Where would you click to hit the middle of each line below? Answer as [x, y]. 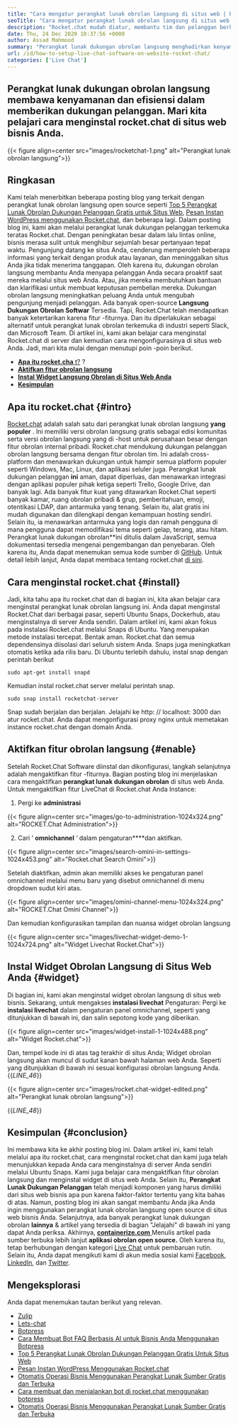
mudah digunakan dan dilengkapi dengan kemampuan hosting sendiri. [110, 515]
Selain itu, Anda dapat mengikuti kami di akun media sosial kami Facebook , [117, 1255]
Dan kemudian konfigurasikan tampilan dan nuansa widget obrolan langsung [119, 923]
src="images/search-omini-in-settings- [133, 851]
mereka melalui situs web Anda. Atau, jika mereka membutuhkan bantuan [114, 280]
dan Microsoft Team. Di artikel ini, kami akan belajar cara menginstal [107, 333]
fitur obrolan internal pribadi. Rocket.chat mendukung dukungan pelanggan [117, 447]
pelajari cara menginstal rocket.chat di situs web [117, 122]
